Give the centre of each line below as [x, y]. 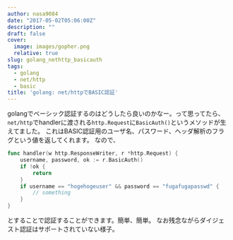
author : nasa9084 [33, 14]
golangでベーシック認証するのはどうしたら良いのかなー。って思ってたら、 [116, 114]
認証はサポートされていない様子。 [69, 229]
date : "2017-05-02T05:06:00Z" [52, 20]
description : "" [31, 27]
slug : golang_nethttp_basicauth [55, 60]
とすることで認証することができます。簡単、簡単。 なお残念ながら [103, 220]
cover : [17, 40]
